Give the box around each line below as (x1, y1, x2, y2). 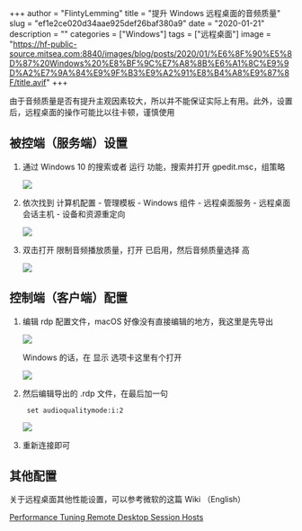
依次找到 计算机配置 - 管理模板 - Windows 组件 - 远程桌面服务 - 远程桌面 (22, 197, 290, 208)
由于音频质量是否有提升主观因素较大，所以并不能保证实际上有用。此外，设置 (9, 95, 293, 106)
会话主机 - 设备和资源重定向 (22, 208, 126, 219)
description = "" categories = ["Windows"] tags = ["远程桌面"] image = (9, 29, 271, 39)
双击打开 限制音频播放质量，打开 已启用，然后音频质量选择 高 (22, 244, 250, 255)
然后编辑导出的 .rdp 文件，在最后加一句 (22, 388, 168, 399)
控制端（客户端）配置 (9, 291, 128, 306)
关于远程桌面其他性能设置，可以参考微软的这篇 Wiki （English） (9, 494, 245, 505)
